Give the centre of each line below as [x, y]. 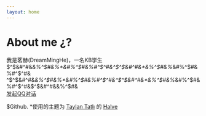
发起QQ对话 [22, 93]
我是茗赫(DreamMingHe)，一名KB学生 [54, 60]
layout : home [23, 12]
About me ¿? [39, 42]
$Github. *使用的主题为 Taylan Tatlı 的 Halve [62, 106]
